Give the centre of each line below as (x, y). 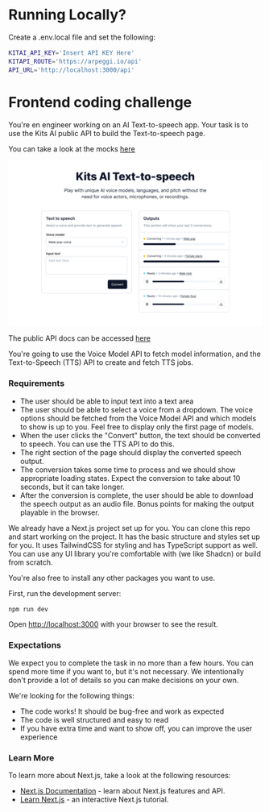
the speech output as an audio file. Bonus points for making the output (137, 503)
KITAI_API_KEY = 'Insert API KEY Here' (72, 53)
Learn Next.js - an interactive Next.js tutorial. (94, 800)
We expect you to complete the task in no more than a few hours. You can (131, 663)
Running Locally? (68, 15)
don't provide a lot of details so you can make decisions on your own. (124, 680)
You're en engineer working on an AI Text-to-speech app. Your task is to (128, 124)
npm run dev (28, 609)
